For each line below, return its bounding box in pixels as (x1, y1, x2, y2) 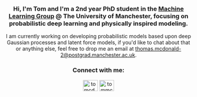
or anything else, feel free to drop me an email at (15, 45, 134, 52)
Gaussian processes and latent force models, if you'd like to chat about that (6, 39, 191, 46)
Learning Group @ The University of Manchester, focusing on (8, 12, 189, 20)
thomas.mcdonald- (134, 45, 182, 52)
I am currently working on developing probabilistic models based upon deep (6, 33, 191, 40)
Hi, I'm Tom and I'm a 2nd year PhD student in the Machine (13, 5, 184, 13)
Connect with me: (72, 66, 125, 75)
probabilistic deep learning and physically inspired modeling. (9, 19, 188, 28)
